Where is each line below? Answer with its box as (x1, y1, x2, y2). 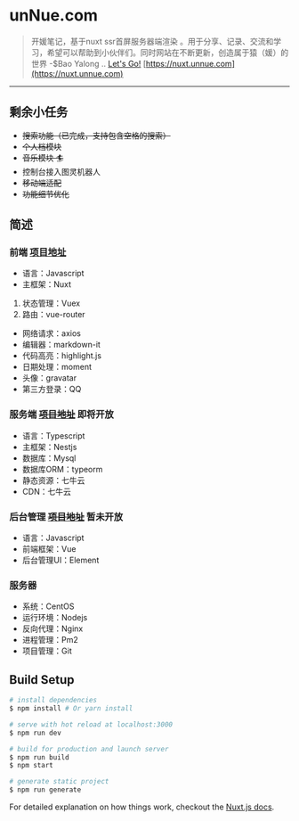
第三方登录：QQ (21, 384, 82, 395)
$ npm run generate (9, 785, 82, 794)
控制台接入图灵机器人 (21, 166, 101, 177)
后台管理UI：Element (21, 554, 100, 566)
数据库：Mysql (21, 452, 77, 464)
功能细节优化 (21, 188, 69, 199)
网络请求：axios (21, 328, 82, 339)
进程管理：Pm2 (21, 635, 78, 645)
